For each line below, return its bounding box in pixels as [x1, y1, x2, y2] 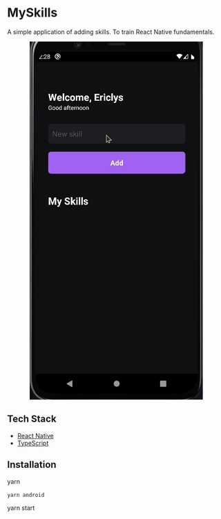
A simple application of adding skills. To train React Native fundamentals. [7, 28, 215, 36]
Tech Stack [7, 413, 57, 425]
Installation [7, 459, 57, 471]
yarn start [7, 503, 35, 512]
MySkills [7, 5, 58, 21]
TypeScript [17, 439, 49, 447]
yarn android [7, 491, 45, 498]
